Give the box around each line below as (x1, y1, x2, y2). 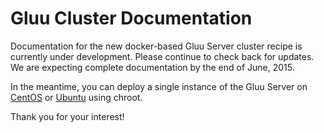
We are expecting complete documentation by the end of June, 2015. (10, 61, 295, 73)
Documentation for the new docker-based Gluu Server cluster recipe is (10, 40, 303, 52)
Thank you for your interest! (10, 110, 125, 122)
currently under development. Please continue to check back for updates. (10, 50, 315, 62)
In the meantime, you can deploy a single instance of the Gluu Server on (10, 80, 308, 92)
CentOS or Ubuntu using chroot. (10, 91, 143, 103)
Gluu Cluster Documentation (10, 7, 253, 30)
